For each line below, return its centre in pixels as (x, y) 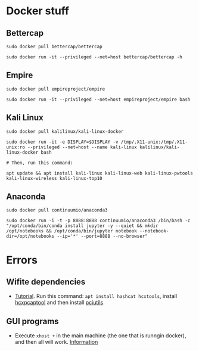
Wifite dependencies (46, 282)
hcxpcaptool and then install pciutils (59, 303)
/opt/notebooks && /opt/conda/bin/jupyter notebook (71, 231)
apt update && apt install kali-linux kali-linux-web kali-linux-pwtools (100, 173)
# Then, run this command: (40, 163)
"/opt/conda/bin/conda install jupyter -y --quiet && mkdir (83, 226)
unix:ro (16, 147)
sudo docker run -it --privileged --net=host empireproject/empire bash (98, 100)
